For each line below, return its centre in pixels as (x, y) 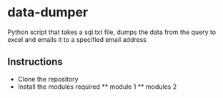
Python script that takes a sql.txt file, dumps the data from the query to (112, 32)
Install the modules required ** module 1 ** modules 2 (97, 87)
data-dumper (48, 12)
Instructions (35, 62)
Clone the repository (48, 79)
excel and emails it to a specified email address (77, 39)
